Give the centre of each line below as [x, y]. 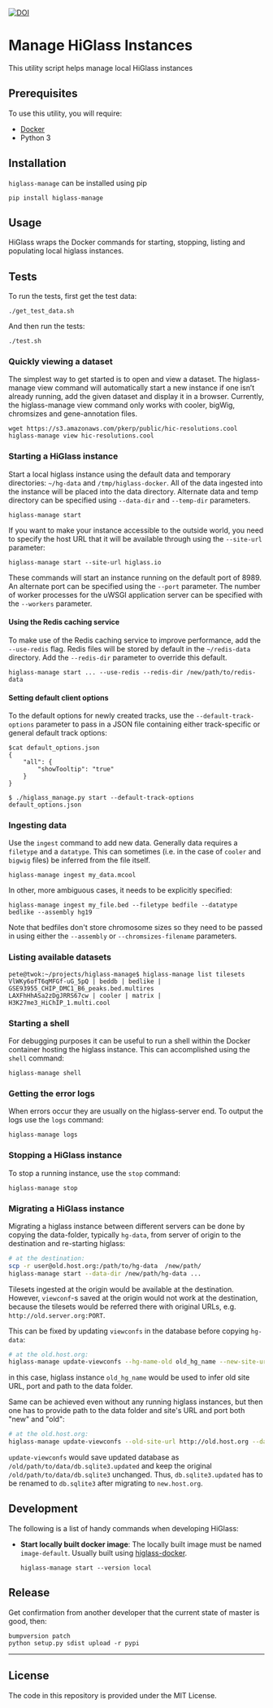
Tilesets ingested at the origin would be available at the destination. [121, 1289]
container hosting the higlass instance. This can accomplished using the [129, 1050]
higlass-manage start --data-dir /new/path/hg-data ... [105, 1273]
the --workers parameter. [50, 604]
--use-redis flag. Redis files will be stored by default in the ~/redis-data [130, 648]
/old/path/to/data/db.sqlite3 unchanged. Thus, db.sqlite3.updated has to [136, 1475]
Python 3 [35, 138]
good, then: [28, 1621]
